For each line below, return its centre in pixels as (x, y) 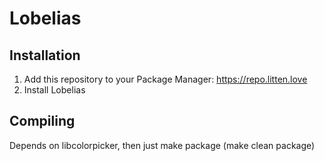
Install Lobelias (54, 90)
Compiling (42, 121)
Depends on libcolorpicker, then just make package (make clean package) (162, 145)
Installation (45, 55)
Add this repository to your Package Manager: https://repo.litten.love (165, 79)
